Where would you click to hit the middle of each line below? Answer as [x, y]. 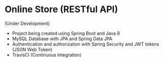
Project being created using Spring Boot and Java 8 [66, 33]
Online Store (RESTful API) [61, 9]
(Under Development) [27, 23]
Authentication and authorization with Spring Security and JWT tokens [86, 44]
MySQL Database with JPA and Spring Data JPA [62, 39]
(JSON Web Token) [32, 49]
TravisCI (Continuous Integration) [47, 55]
